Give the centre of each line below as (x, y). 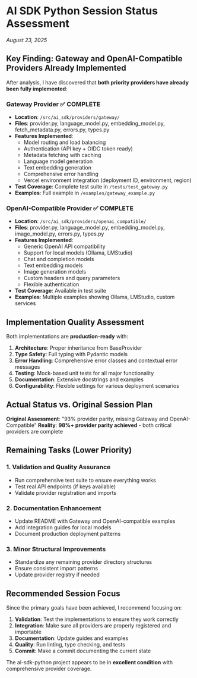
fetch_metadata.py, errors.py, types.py (62, 130)
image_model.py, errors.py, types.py (59, 234)
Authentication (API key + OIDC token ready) (78, 149)
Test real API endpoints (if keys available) (65, 486)
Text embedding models (53, 265)
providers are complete (35, 431)
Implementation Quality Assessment (75, 322)
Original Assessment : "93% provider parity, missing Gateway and (87, 419)
